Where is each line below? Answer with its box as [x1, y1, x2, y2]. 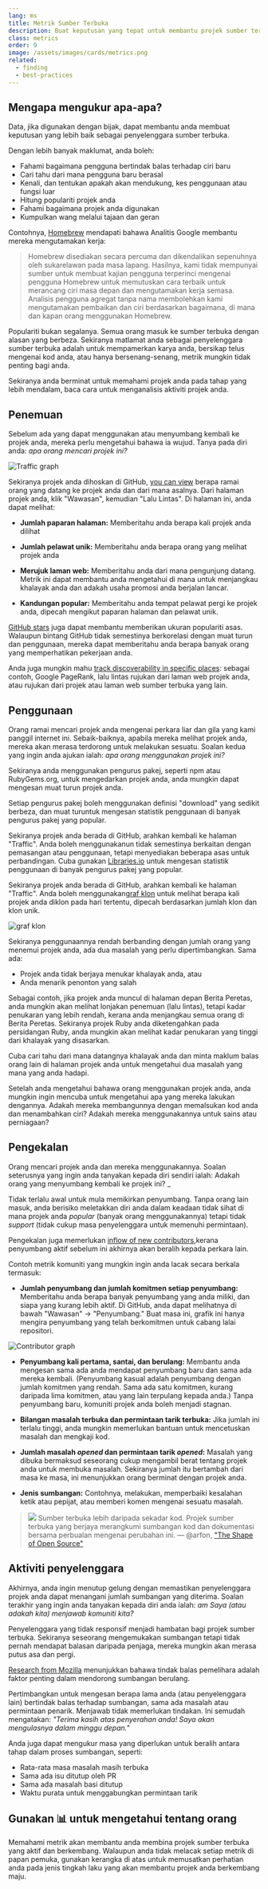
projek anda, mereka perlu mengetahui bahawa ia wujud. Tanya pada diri [8, 437, 247, 448]
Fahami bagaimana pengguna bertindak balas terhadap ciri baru [19, 161, 231, 171]
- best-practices [15, 71, 73, 79]
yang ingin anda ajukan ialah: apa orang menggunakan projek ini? [8, 751, 225, 760]
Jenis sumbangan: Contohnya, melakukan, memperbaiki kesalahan [19, 1488, 242, 1497]
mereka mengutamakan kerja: [8, 237, 106, 246]
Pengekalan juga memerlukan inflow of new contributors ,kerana [8, 1235, 219, 1245]
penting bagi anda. [8, 361, 70, 370]
